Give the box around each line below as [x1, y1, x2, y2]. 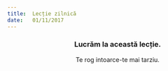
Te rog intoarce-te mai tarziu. [76, 55, 160, 63]
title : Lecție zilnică [7, 10, 77, 17]
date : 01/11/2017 [7, 17, 64, 24]
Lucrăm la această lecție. [73, 40, 162, 49]
